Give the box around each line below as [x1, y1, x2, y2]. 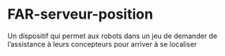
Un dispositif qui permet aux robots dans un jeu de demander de [7, 31, 218, 40]
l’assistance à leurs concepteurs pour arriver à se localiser [7, 39, 197, 48]
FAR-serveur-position [7, 5, 153, 23]
